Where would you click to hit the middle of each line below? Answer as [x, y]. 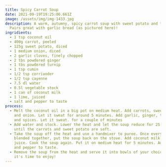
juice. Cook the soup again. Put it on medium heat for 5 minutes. [85, 143]
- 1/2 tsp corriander [32, 74]
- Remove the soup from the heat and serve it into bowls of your [79, 152]
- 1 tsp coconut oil [31, 38]
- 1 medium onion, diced [35, 51]
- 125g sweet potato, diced [39, 46]
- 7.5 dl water [25, 83]
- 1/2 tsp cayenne [29, 79]
